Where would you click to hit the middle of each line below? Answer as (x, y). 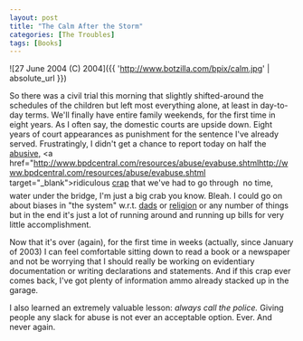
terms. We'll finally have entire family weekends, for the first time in (151, 115)
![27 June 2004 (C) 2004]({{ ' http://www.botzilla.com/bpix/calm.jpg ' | (140, 69)
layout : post (34, 18)
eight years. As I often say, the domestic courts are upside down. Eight (141, 125)
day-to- (274, 106)
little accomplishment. (51, 225)
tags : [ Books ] (36, 43)
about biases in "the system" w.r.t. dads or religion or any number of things (149, 205)
